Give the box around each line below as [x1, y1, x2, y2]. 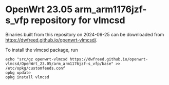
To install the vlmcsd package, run [5, 47, 78, 53]
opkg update [5, 70, 31, 75]
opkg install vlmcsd [5, 74, 50, 80]
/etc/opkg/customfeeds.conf [5, 66, 66, 71]
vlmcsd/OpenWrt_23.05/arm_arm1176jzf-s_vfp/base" [5, 61, 114, 66]
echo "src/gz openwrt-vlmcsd [5, 56, 68, 62]
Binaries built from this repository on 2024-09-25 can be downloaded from [5, 31, 164, 37]
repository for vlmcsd [30, 14, 125, 26]
